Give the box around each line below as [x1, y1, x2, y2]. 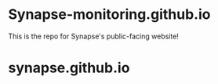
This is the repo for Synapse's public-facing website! [8, 31, 179, 41]
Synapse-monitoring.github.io [8, 5, 211, 24]
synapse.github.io [8, 59, 130, 77]
